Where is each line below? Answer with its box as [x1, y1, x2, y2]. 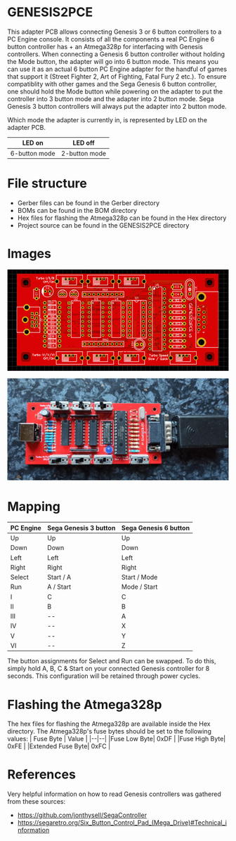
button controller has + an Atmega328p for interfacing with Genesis [7, 42, 204, 51]
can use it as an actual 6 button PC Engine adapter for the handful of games [7, 65, 227, 73]
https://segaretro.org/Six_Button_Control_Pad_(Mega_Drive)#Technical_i [17, 819, 227, 827]
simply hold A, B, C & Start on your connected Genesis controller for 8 [7, 665, 210, 673]
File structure [7, 176, 88, 192]
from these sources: [7, 797, 66, 806]
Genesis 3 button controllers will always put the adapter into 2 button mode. [7, 102, 227, 110]
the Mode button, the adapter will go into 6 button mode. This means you [7, 57, 219, 65]
